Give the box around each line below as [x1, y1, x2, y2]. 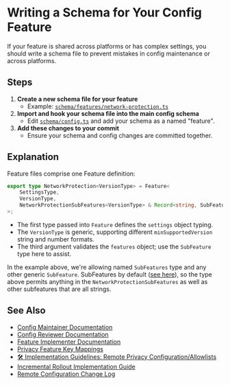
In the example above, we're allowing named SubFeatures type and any [7, 263, 207, 271]
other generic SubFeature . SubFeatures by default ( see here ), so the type [7, 270, 212, 279]
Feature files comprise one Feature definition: [7, 170, 136, 178]
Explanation [7, 151, 60, 163]
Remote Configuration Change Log [16, 369, 116, 378]
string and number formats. [16, 235, 94, 243]
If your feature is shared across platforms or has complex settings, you [7, 42, 207, 50]
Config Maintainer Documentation [16, 323, 113, 331]
